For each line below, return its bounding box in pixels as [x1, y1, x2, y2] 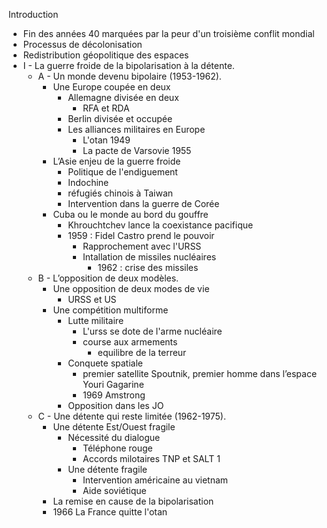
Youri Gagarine [82, 379, 145, 390]
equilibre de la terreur [97, 347, 187, 358]
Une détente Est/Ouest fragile [52, 421, 176, 433]
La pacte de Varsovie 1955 [82, 145, 192, 156]
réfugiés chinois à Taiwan [67, 187, 174, 199]
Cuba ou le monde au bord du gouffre [52, 209, 209, 220]
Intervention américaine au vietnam [82, 474, 229, 486]
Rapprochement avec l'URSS [82, 240, 202, 252]
